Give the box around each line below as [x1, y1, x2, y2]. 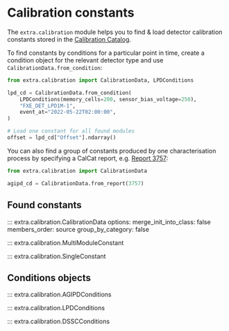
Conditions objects [7, 272, 92, 284]
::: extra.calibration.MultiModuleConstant [7, 238, 124, 247]
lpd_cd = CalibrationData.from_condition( [7, 89, 132, 96]
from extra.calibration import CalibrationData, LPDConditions [7, 76, 194, 84]
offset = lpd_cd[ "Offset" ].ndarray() [7, 134, 117, 142]
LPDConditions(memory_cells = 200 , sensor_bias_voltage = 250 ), [19, 96, 197, 103]
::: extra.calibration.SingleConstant [7, 252, 106, 260]
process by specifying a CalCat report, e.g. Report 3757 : [7, 154, 169, 162]
